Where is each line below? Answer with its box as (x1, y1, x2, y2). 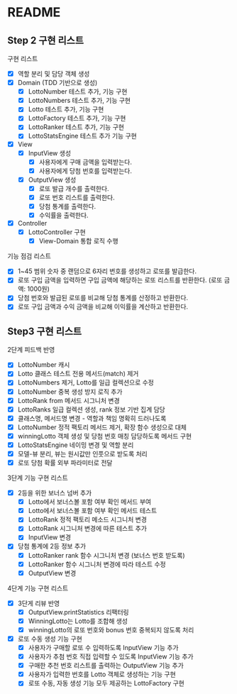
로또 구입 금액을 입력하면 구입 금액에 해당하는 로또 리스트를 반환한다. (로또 (17, 276, 223, 285)
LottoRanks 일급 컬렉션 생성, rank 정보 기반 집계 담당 (17, 405, 165, 414)
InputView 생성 (28, 148, 72, 157)
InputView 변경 (28, 533, 72, 541)
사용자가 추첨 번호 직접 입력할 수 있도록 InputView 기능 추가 (28, 652, 194, 661)
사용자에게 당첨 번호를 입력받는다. (38, 166, 133, 175)
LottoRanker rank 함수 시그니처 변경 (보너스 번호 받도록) (28, 551, 186, 559)
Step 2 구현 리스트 (7, 34, 84, 46)
